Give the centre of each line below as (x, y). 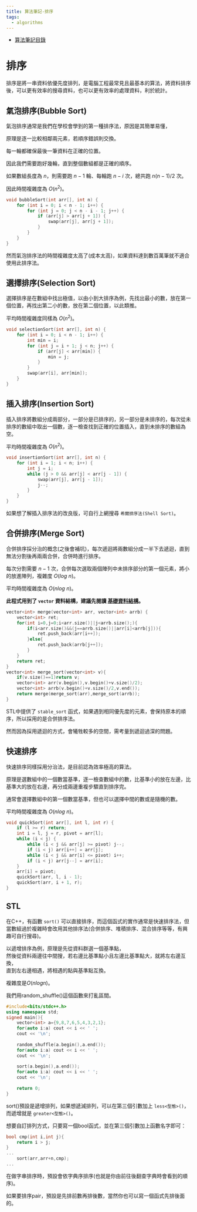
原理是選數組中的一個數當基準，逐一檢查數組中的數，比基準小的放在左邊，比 (98, 779)
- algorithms (27, 22)
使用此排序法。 (24, 262)
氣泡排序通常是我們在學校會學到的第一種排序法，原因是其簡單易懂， (88, 126)
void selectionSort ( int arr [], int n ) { (56, 329)
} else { (35, 639)
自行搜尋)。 (30, 936)
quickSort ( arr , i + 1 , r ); (50, 883)
